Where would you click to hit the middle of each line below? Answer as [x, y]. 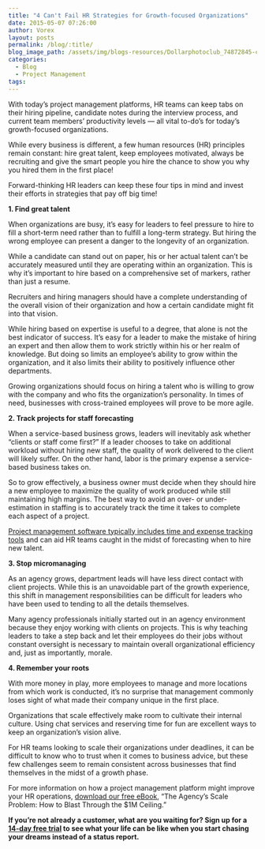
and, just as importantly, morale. [60, 652]
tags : [17, 81]
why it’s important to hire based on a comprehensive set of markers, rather [129, 272]
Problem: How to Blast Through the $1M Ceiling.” [88, 804]
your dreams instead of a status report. [74, 836]
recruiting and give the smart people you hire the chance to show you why [129, 161]
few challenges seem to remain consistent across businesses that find [122, 764]
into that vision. [33, 314]
